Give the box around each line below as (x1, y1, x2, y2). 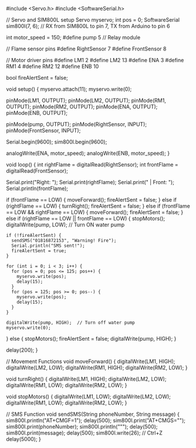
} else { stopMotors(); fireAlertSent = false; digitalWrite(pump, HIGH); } (6, 335, 177, 342)
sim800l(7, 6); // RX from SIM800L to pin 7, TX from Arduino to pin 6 (6, 23, 170, 29)
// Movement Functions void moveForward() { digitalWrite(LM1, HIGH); (6, 358, 175, 365)
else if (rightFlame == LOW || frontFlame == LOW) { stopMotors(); (6, 215, 165, 222)
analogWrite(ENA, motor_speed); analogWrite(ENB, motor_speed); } (6, 150, 170, 157)
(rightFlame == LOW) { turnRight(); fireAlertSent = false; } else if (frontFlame (6, 202, 191, 209)
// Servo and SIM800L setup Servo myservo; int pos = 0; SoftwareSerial (6, 16, 180, 23)
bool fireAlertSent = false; (6, 74, 69, 81)
